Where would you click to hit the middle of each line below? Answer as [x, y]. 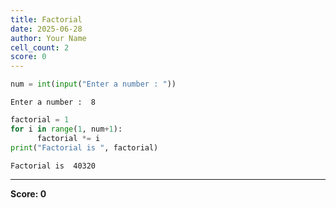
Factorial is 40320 [53, 166]
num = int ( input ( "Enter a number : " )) [93, 84]
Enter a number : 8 [53, 102]
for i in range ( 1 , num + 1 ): [66, 129]
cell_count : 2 [40, 47]
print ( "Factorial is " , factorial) [84, 147]
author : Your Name [48, 38]
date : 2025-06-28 [46, 29]
